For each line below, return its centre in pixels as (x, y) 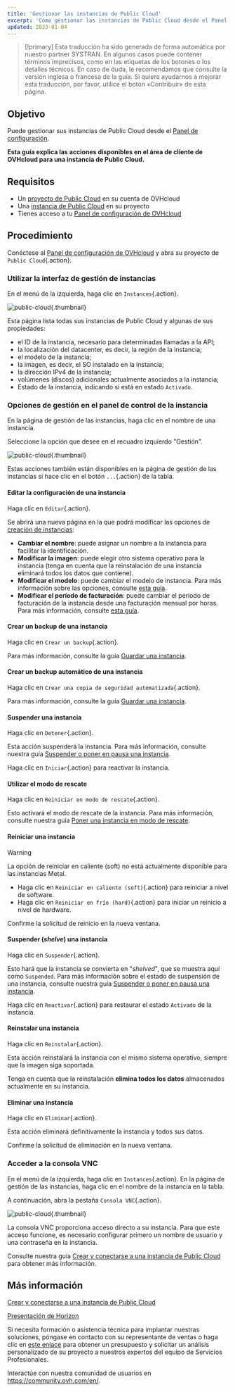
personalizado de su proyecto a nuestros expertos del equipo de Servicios (115, 1352)
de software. (36, 894)
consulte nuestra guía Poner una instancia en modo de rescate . (99, 820)
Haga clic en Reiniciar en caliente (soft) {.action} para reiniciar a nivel (123, 887)
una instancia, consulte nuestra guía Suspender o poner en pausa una (109, 984)
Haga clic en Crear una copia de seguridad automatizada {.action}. (104, 688)
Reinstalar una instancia (43, 1028)
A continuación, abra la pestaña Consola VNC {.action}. (85, 1200)
